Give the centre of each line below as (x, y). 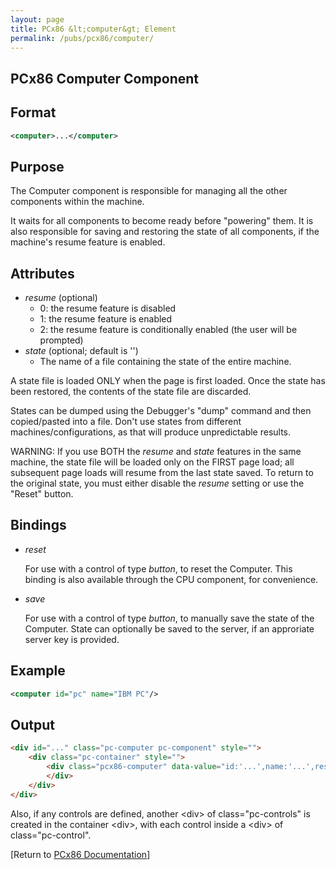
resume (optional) (61, 298)
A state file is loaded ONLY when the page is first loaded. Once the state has (168, 381)
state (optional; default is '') (81, 351)
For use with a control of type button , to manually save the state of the (169, 618)
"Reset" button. (42, 494)
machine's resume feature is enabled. (88, 242)
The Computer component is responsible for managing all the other (149, 191)
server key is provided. (72, 639)
